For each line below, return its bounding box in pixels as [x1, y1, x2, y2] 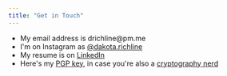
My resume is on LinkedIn [19, 50, 106, 59]
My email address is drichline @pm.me [19, 33, 146, 43]
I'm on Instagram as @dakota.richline [19, 41, 143, 51]
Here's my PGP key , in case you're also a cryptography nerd [19, 59, 218, 68]
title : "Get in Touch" [8, 11, 84, 20]
